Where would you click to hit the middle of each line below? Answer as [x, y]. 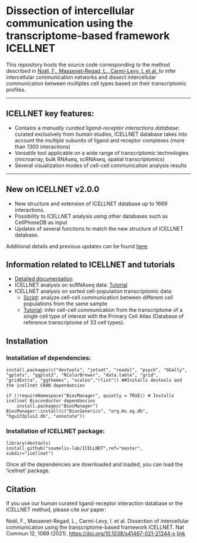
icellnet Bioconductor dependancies [51, 401]
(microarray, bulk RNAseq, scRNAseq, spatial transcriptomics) [90, 159]
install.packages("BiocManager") [57, 406]
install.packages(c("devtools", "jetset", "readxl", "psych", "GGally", [97, 370]
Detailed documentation [44, 279]
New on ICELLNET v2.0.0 [53, 189]
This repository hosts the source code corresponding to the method [88, 64]
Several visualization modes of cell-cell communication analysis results [101, 165]
